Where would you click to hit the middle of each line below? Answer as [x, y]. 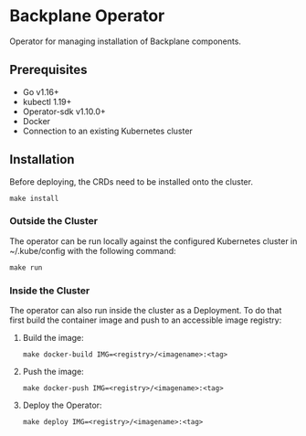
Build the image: [53, 338]
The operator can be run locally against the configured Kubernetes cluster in [153, 241]
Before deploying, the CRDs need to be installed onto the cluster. [132, 181]
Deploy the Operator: [62, 405]
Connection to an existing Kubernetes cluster [108, 131]
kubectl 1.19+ [47, 101]
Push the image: [53, 372]
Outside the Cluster [54, 221]
